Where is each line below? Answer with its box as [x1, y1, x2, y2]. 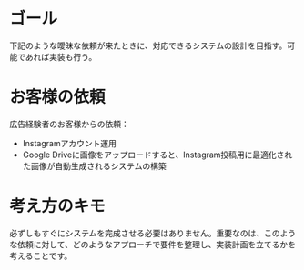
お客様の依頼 [9, 87, 106, 107]
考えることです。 [9, 250, 73, 261]
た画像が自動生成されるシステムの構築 [22, 160, 167, 171]
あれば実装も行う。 [25, 51, 97, 62]
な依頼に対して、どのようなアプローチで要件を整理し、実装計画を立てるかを [9, 238, 296, 250]
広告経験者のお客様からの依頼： [9, 118, 129, 129]
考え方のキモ [9, 196, 106, 216]
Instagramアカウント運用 [22, 137, 117, 148]
